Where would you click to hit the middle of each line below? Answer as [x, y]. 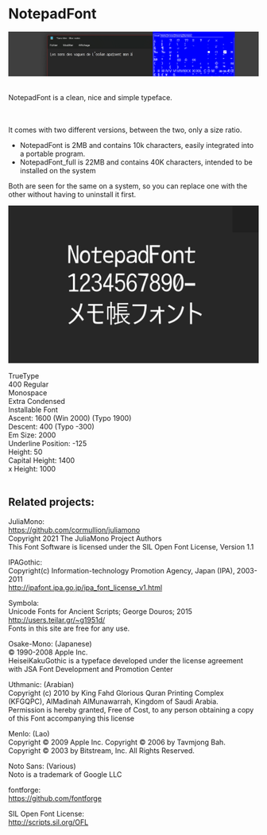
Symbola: [24, 603]
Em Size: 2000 [32, 435]
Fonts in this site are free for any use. [69, 628]
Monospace [28, 392]
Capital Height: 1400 [42, 460]
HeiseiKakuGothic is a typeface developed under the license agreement [126, 660]
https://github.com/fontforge [55, 798]
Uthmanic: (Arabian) [41, 684]
